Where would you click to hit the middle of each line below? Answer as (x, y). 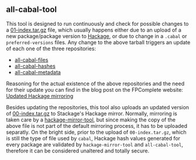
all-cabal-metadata (38, 72)
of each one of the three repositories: (51, 48)
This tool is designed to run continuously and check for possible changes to (97, 23)
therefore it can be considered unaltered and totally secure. (78, 151)
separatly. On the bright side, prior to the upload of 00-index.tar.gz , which (96, 132)
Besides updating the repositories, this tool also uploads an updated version (97, 107)
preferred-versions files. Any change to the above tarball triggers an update (98, 42)
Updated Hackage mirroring (40, 96)
